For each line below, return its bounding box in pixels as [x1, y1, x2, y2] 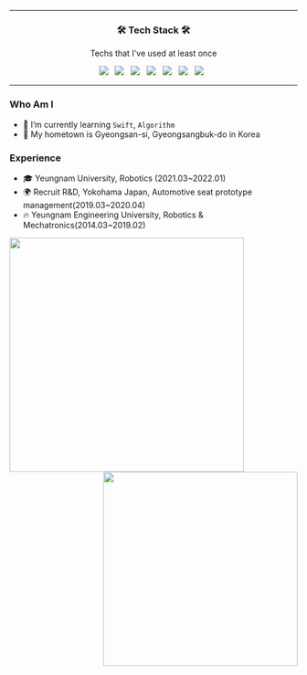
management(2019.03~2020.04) [22, 199, 146, 210]
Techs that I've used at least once [90, 47, 217, 59]
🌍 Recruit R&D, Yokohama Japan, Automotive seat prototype [22, 186, 253, 197]
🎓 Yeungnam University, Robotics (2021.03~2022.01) [22, 173, 227, 184]
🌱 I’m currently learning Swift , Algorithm [22, 119, 175, 130]
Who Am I [9, 98, 54, 111]
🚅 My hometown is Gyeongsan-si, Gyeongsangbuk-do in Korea [22, 129, 260, 140]
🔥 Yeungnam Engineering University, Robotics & [22, 209, 204, 220]
